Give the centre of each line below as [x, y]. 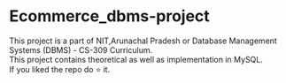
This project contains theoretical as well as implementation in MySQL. [136, 59]
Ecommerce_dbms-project [109, 16]
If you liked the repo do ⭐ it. [60, 69]
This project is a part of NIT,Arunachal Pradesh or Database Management [143, 41]
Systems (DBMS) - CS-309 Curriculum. [81, 49]
